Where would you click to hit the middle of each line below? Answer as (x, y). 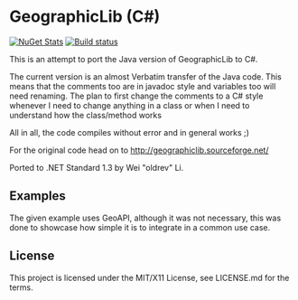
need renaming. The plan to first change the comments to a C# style (136, 96)
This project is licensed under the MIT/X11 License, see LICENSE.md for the (149, 277)
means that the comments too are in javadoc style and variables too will (143, 86)
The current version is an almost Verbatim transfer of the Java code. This (145, 76)
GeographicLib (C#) (85, 17)
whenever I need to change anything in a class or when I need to (130, 105)
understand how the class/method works (86, 115)
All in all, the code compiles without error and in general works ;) (130, 132)
